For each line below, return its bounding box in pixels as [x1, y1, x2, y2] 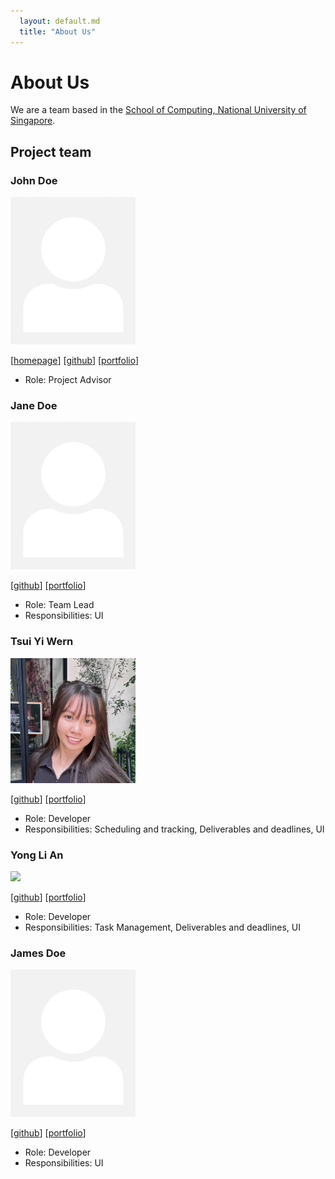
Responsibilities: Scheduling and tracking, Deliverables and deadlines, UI [24, 823, 325, 835]
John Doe [10, 173, 58, 187]
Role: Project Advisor [24, 374, 112, 386]
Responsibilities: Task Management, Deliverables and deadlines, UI [24, 921, 302, 933]
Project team [10, 143, 92, 160]
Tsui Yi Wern [10, 635, 74, 649]
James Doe [10, 946, 67, 960]
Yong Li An [10, 848, 64, 862]
